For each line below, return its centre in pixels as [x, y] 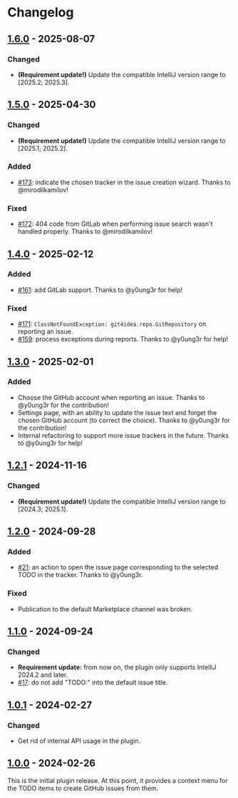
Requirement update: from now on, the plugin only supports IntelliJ [117, 667]
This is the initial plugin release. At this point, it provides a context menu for [118, 780]
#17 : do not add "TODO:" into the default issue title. [93, 682]
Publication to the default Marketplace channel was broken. [105, 609]
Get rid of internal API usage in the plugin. [79, 741]
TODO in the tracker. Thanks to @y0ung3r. [80, 575]
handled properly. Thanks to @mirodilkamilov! [85, 231]
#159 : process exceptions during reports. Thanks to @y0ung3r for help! [123, 339]
